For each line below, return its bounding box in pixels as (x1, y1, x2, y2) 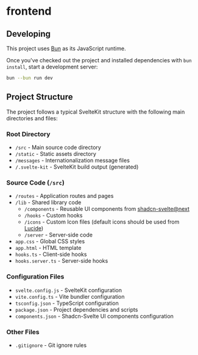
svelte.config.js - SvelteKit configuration (15, 286, 122, 294)
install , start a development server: (6, 63, 98, 70)
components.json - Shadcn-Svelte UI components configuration (15, 312, 174, 320)
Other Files (6, 328, 40, 336)
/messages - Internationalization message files (15, 156, 130, 164)
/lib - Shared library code (15, 199, 82, 206)
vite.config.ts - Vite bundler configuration (15, 293, 125, 300)
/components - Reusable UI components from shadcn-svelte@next (24, 205, 190, 213)
